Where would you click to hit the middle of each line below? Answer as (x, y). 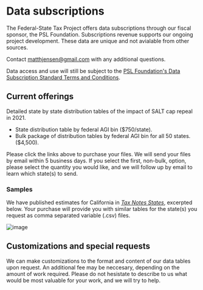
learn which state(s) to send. (42, 173)
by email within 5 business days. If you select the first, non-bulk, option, (96, 161)
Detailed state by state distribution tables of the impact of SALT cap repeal (100, 111)
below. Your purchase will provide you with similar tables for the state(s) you (102, 209)
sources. (17, 47)
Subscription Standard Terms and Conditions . (63, 77)
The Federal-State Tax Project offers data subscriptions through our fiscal (99, 28)
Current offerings (40, 96)
